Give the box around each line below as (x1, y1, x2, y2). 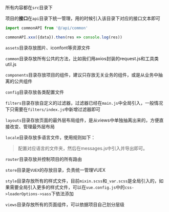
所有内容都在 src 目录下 (5, 5, 53, 10)
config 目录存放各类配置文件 (5, 89, 64, 95)
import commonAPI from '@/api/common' (5, 26, 88, 31)
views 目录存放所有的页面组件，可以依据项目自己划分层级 (5, 201, 124, 207)
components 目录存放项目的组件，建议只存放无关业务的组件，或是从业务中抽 (5, 72, 163, 78)
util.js (5, 61, 17, 67)
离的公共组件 (5, 78, 32, 84)
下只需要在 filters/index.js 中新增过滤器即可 (5, 106, 101, 112)
